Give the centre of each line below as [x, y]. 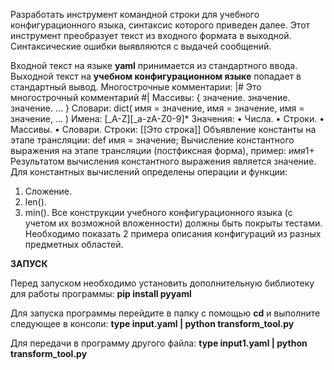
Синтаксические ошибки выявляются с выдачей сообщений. [141, 46]
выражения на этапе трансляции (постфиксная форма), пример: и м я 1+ [162, 150]
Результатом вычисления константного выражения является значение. [163, 161]
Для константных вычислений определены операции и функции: [149, 172]
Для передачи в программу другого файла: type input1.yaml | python [159, 343]
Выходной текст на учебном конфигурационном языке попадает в [156, 76]
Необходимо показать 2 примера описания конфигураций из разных [173, 233]
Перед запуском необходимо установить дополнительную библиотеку [162, 283]
